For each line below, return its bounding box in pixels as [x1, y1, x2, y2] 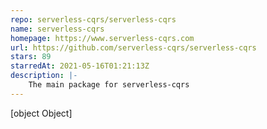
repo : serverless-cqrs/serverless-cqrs [10, 14, 177, 25]
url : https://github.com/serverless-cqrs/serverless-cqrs [10, 42, 257, 53]
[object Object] [10, 107, 73, 119]
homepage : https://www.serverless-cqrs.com [10, 33, 195, 43]
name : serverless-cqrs [10, 24, 105, 34]
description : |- [10, 71, 78, 81]
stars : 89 [10, 52, 52, 62]
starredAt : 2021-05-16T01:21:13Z [10, 61, 150, 71]
